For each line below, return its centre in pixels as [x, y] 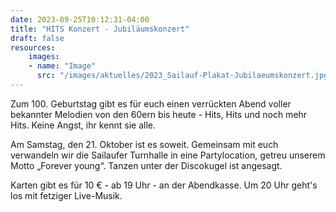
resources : [33, 47]
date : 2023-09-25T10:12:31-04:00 [80, 19]
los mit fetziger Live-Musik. [66, 195]
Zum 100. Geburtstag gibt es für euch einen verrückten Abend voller [151, 103]
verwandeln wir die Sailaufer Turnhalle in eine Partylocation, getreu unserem [168, 155]
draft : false [37, 38]
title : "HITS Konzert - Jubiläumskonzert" [100, 29]
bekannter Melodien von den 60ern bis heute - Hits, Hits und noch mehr [159, 114]
